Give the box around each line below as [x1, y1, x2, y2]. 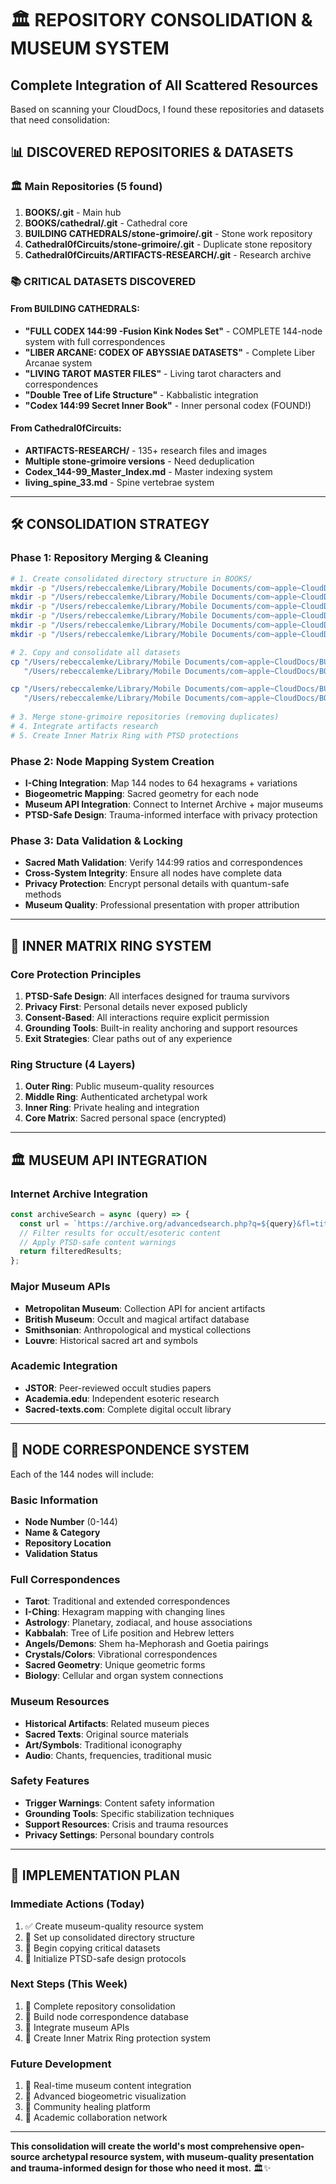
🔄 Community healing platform [24, 2101, 151, 2113]
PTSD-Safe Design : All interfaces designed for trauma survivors [24, 990, 290, 1002]
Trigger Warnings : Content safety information [24, 1797, 215, 1809]
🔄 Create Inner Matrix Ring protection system [24, 2032, 211, 2044]
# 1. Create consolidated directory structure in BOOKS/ [10, 573, 253, 584]
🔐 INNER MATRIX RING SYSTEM [10, 937, 212, 954]
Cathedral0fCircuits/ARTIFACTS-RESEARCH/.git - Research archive [24, 248, 312, 261]
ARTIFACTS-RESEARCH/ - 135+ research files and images [24, 445, 268, 457]
